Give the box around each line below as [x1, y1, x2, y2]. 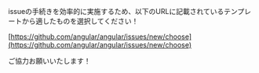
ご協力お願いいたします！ [8, 57, 91, 65]
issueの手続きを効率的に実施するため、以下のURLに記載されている [8, 7, 224, 16]
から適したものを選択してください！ [21, 16, 139, 26]
